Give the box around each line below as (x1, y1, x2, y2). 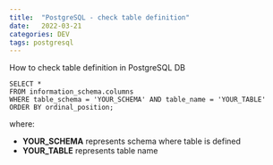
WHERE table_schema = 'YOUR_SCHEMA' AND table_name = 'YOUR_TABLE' (9, 95, 267, 104)
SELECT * (9, 79, 42, 89)
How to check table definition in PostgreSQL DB (9, 62, 186, 73)
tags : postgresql (9, 37, 74, 47)
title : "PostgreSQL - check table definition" (9, 12, 191, 22)
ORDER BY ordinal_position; (9, 103, 115, 112)
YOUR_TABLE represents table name (21, 145, 158, 156)
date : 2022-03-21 (9, 21, 82, 30)
